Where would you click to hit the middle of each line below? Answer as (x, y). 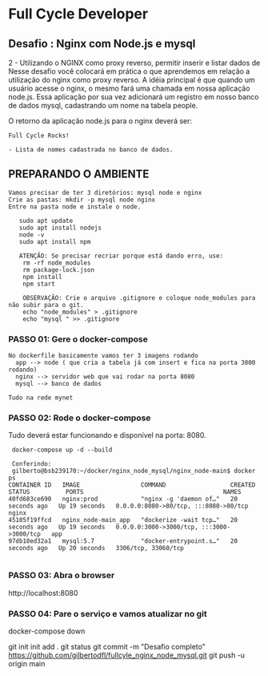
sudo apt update (46, 221)
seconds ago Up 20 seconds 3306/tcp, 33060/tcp (96, 548)
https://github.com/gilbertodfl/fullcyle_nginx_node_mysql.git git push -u (127, 655)
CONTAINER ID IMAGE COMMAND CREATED (132, 485)
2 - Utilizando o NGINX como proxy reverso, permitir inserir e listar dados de (134, 63)
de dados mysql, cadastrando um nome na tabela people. (103, 105)
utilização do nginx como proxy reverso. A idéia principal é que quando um (132, 80)
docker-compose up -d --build (62, 450)
